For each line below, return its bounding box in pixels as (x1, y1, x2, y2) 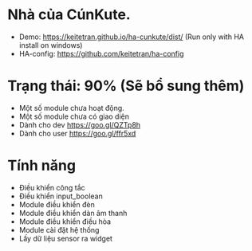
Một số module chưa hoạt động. (18, 103, 124, 112)
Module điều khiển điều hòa (18, 217, 112, 226)
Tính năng (7, 157, 77, 175)
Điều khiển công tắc (18, 182, 85, 192)
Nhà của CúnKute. (7, 6, 131, 24)
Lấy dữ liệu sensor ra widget (18, 233, 113, 243)
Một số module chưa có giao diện (18, 112, 129, 121)
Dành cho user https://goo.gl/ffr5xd (18, 128, 136, 138)
